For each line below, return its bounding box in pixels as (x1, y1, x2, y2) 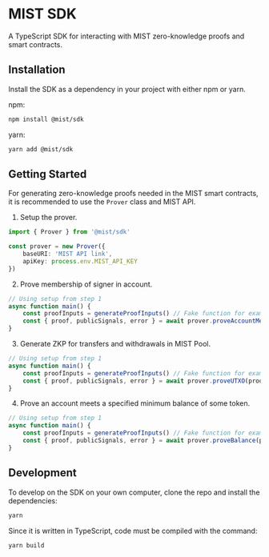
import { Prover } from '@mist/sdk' (8, 228, 130, 236)
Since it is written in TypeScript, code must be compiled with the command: (8, 526, 258, 535)
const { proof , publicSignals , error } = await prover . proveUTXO (22, 377, 246, 385)
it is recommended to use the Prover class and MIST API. (8, 197, 196, 206)
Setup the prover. (19, 213, 78, 222)
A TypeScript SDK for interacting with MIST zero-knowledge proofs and (8, 31, 245, 41)
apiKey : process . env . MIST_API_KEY (22, 257, 138, 265)
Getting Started (8, 167, 87, 181)
